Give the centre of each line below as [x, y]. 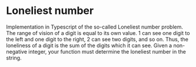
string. [14, 58]
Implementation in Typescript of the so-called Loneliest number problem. [95, 27]
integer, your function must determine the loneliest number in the [107, 51]
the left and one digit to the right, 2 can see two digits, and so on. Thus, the [97, 39]
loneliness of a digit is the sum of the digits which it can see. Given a [89, 45]
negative [17, 51]
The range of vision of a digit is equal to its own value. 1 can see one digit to [98, 33]
